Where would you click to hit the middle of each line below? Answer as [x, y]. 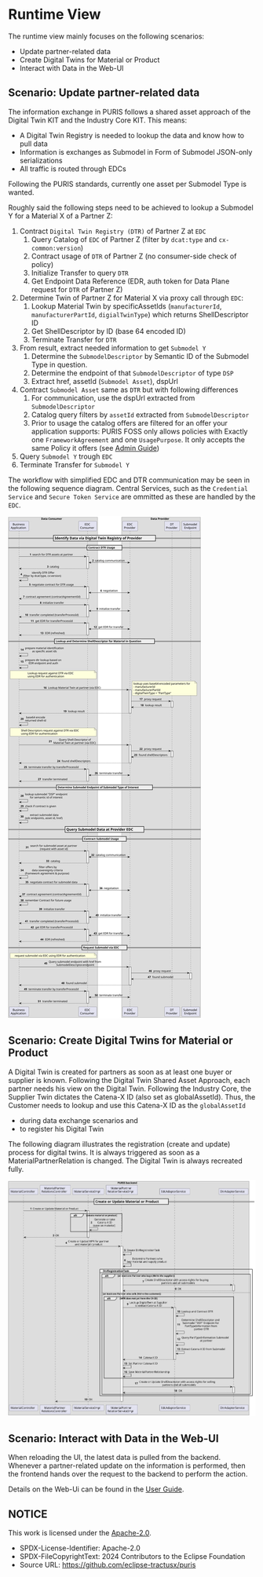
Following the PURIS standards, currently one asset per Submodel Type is [128, 184]
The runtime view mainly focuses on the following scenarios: [106, 36]
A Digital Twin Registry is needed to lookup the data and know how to [132, 135]
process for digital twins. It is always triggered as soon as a [104, 1152]
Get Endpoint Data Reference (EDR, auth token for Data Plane [130, 281]
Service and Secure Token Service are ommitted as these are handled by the [132, 496]
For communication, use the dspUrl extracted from [113, 397]
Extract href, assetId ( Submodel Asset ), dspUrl [104, 381]
